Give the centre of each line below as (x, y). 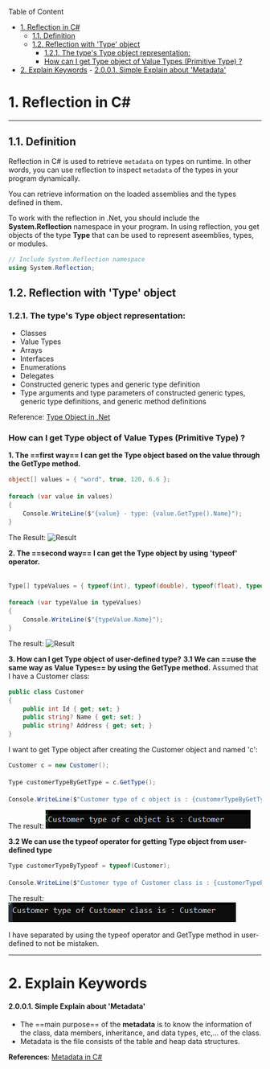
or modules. (28, 244)
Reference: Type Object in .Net (59, 417)
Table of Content (36, 12)
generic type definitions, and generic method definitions (113, 402)
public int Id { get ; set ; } (72, 709)
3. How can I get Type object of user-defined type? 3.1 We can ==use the (133, 659)
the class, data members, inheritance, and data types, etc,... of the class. (141, 1033)
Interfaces (37, 359)
